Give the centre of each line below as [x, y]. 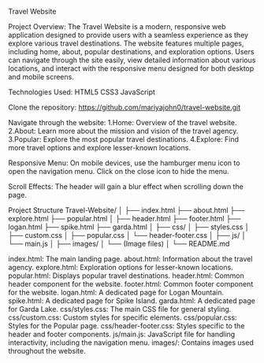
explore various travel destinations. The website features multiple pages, [126, 43]
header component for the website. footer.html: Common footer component [131, 284]
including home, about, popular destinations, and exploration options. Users [131, 52]
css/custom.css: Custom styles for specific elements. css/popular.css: [123, 317]
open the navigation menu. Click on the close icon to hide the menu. [119, 171]
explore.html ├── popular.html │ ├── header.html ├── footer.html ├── [125, 219]
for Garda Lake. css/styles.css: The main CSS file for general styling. [120, 309]
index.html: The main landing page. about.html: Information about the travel [130, 259]
